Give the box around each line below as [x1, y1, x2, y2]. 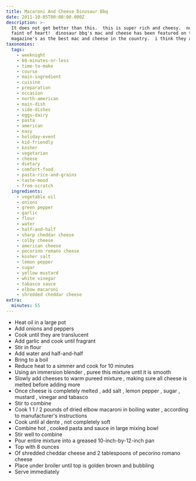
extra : [6, 297, 22, 303]
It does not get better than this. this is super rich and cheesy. [11, 25, 181, 31]
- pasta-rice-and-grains [16, 172, 77, 178]
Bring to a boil [14, 356, 48, 363]
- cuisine [16, 80, 41, 86]
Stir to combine [14, 400, 51, 407]
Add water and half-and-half [14, 350, 83, 357]
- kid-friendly [16, 139, 54, 145]
